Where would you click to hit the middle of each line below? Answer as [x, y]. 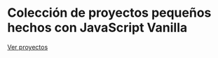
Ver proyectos [28, 47]
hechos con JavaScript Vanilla [97, 28]
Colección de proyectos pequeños [109, 13]
